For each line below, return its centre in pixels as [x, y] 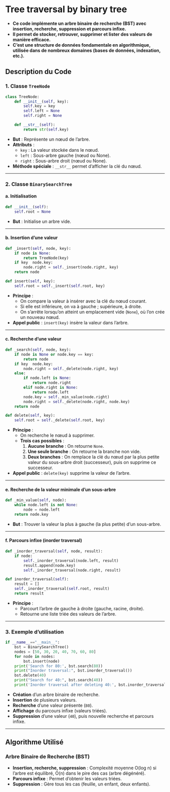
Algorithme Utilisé [34, 742]
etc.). [18, 56]
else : [20, 373]
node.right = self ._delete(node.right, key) [71, 369]
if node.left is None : [47, 378]
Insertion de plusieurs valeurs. [45, 700]
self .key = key [39, 106]
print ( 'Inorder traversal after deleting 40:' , [65, 685]
